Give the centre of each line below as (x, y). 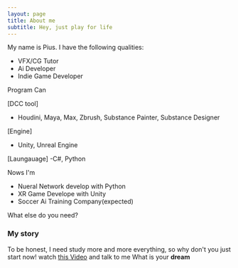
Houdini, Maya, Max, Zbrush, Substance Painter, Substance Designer (119, 117)
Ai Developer (37, 69)
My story (23, 234)
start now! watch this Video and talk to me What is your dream (99, 257)
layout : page (27, 14)
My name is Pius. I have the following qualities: (76, 48)
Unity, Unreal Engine (48, 145)
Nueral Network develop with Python (72, 186)
